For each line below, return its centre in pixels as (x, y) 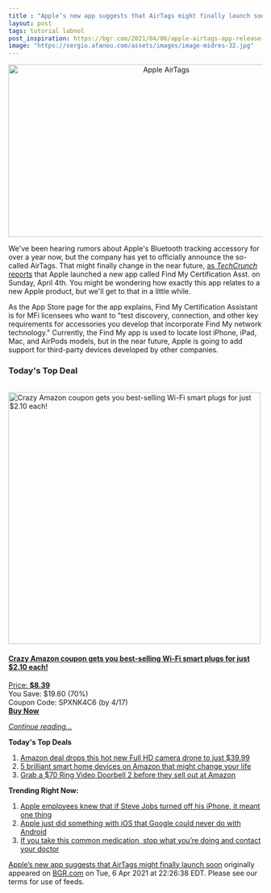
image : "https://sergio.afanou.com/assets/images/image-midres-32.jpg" (131, 46)
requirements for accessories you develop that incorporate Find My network (135, 324)
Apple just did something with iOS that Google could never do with (130, 823)
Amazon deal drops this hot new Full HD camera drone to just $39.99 (135, 758)
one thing (36, 814)
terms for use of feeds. (46, 881)
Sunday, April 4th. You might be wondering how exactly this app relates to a (134, 283)
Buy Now (24, 711)
